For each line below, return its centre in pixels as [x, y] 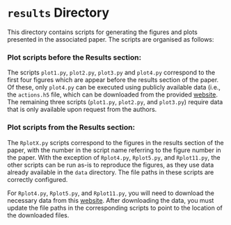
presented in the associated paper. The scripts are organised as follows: [111, 39]
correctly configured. [38, 179]
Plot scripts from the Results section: [71, 128]
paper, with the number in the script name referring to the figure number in [114, 150]
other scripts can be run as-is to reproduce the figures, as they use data [111, 165]
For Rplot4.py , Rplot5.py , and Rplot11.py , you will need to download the [111, 193]
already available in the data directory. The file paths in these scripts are [111, 172]
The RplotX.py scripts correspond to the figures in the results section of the [115, 142]
